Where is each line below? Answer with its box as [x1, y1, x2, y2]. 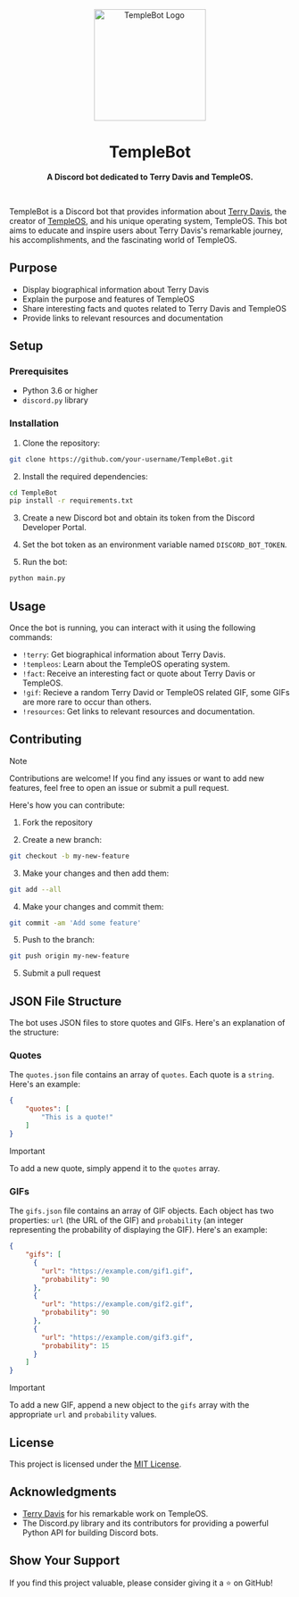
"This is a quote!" [41, 1113, 114, 1122]
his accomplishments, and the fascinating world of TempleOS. [9, 234, 237, 245]
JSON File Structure [9, 994, 122, 1009]
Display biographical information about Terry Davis [21, 284, 210, 295]
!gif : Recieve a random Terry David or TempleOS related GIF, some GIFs [21, 687, 290, 698]
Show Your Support [9, 1553, 120, 1568]
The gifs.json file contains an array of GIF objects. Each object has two [9, 1205, 274, 1217]
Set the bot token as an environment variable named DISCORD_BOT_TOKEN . [21, 539, 287, 550]
